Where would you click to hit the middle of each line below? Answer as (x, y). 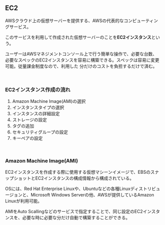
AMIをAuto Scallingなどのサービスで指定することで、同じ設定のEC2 (74, 212)
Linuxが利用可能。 (24, 201)
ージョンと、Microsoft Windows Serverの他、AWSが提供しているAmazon (80, 195)
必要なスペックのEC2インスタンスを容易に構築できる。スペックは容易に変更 (82, 60)
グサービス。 (18, 27)
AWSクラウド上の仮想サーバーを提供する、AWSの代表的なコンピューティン (82, 20)
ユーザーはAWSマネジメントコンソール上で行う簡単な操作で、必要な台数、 (81, 54)
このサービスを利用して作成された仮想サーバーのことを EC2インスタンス (78, 37)
